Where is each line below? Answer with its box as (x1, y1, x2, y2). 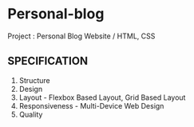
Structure (18, 75, 50, 85)
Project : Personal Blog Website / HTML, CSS (7, 31, 156, 41)
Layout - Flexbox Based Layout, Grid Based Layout (18, 93, 186, 102)
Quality (18, 109, 43, 119)
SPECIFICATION (7, 54, 89, 68)
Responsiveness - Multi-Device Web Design (18, 101, 164, 110)
